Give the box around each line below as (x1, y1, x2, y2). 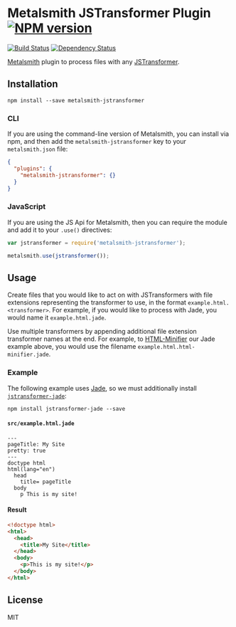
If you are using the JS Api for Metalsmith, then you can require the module (7, 218, 227, 226)
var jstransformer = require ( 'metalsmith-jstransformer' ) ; (7, 239, 186, 246)
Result (7, 505, 27, 514)
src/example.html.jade (7, 420, 75, 428)
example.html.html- (137, 344, 195, 351)
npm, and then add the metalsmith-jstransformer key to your (7, 137, 186, 146)
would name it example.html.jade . (7, 313, 107, 322)
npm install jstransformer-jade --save (7, 405, 126, 412)
